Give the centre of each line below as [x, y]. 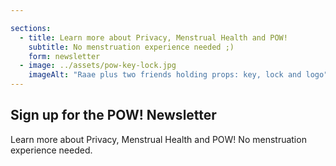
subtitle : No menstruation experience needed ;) [131, 47]
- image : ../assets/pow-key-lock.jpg [98, 66]
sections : [31, 28]
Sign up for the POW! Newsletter [113, 115]
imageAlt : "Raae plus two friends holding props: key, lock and [165, 75]
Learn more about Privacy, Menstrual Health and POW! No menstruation [158, 139]
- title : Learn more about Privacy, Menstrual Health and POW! [153, 37]
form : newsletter [64, 56]
